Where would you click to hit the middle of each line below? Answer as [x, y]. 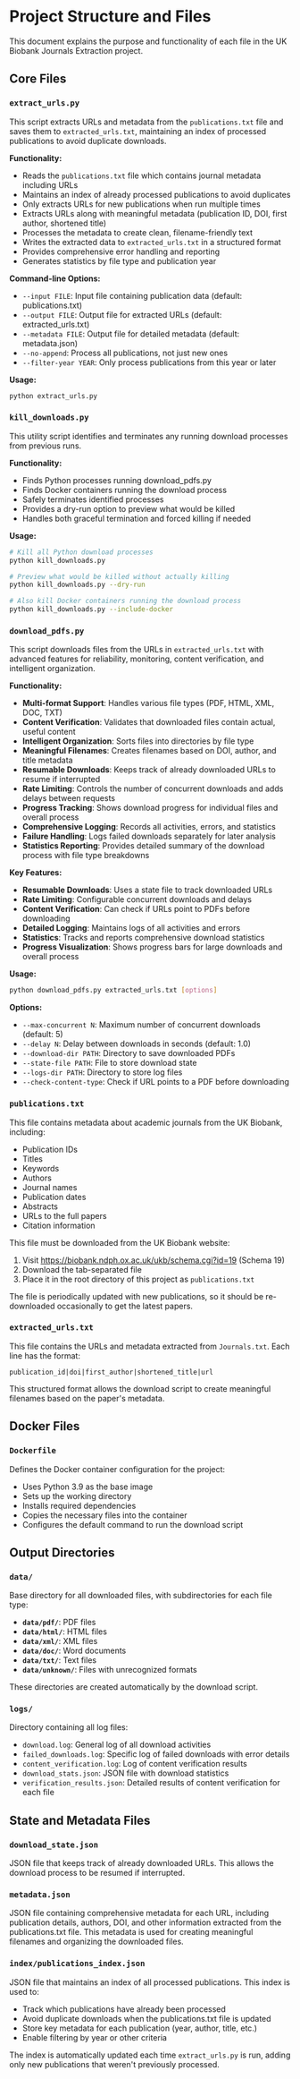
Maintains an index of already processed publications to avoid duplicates [156, 194]
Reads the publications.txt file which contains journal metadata [142, 175]
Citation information [58, 1225]
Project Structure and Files [110, 17]
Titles [32, 1159]
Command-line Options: [55, 278]
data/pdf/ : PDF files [59, 1623]
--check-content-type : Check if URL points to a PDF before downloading [156, 1082]
